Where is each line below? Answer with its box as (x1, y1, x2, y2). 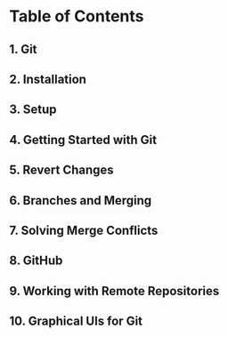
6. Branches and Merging (9, 193, 152, 208)
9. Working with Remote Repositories (9, 283, 220, 299)
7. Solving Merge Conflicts (9, 222, 159, 237)
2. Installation (9, 71, 87, 86)
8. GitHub (9, 253, 63, 269)
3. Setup (9, 102, 57, 117)
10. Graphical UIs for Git (9, 314, 143, 329)
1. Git (9, 42, 37, 57)
